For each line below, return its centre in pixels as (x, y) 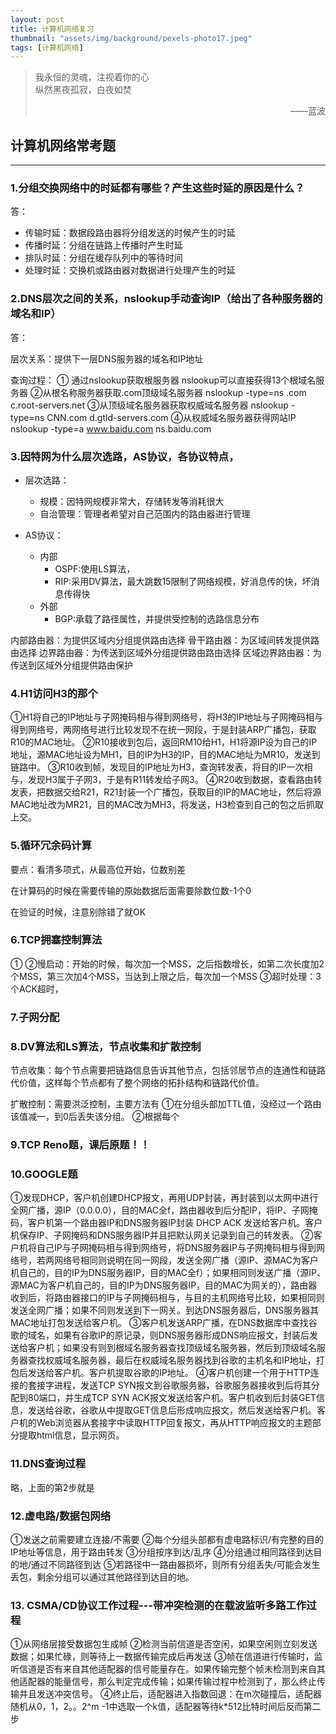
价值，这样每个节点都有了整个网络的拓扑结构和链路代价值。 (141, 1083)
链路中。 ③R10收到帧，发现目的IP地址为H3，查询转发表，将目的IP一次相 (161, 767)
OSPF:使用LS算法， (95, 568)
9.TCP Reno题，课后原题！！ (80, 1144)
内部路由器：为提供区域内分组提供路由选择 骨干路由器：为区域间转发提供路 (165, 640)
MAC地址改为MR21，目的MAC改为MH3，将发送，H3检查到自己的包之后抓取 (167, 805)
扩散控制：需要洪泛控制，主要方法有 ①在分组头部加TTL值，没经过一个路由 (166, 1104)
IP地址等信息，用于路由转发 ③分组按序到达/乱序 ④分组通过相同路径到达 (162, 1552)
